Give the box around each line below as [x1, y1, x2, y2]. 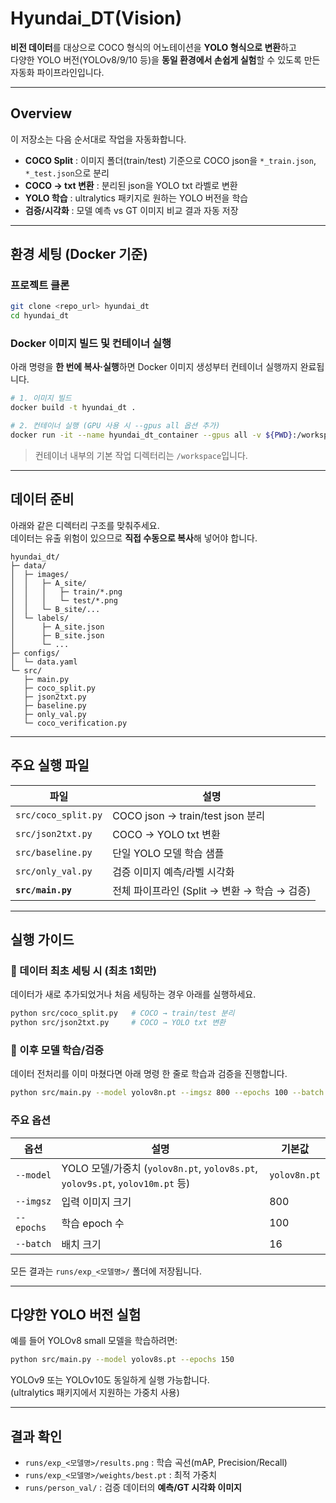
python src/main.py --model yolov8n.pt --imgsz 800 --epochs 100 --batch [10, 1088, 325, 1098]
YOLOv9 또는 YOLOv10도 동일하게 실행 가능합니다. [10, 1374, 210, 1386]
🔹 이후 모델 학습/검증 [10, 1043, 105, 1057]
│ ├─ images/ [10, 569, 70, 579]
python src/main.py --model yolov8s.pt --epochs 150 [10, 1355, 235, 1365]
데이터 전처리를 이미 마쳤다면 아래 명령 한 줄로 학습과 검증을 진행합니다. [10, 1068, 288, 1080]
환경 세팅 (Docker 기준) [10, 246, 148, 263]
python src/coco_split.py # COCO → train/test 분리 [10, 1008, 235, 1019]
